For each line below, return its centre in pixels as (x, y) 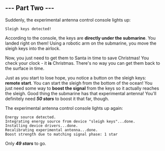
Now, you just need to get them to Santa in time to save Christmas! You (77, 58)
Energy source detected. (31, 117)
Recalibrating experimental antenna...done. (51, 130)
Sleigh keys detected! (28, 29)
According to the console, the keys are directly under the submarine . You (81, 38)
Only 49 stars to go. (26, 143)
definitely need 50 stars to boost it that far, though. (57, 99)
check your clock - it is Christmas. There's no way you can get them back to (83, 63)
